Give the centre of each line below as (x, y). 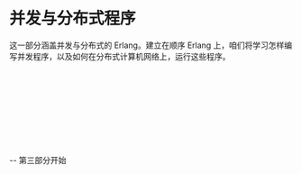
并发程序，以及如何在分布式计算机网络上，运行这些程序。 (123, 56)
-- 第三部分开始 (38, 160)
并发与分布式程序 (73, 18)
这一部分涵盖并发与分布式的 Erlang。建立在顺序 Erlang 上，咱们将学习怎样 (147, 45)
